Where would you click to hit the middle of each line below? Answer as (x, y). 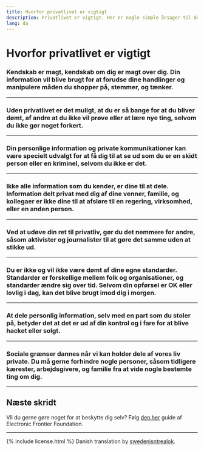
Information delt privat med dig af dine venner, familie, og (93, 194)
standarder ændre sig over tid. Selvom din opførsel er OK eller (99, 285)
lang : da (17, 23)
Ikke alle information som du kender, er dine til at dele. (87, 186)
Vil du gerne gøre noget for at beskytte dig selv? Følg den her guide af (94, 417)
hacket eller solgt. (33, 331)
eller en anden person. (40, 209)
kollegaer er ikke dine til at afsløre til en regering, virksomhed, (99, 202)
